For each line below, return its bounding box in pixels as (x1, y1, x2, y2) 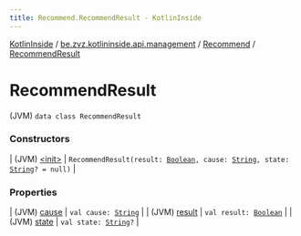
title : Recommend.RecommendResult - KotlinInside (9, 13, 202, 23)
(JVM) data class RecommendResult (9, 110, 141, 121)
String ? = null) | (9, 163, 76, 174)
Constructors (9, 133, 70, 146)
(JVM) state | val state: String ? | (9, 216, 140, 228)
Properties (9, 186, 57, 199)
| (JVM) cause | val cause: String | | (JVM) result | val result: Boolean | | (9, 207, 293, 218)
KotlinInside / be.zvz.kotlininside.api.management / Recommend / (9, 38, 256, 49)
